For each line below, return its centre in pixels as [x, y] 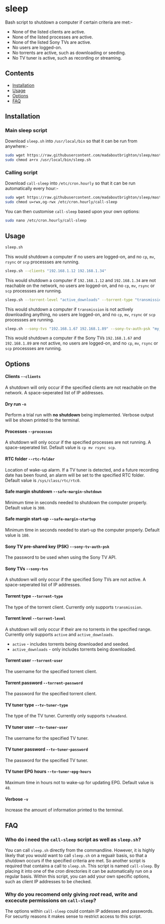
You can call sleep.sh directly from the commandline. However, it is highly [80, 850]
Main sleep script [26, 130]
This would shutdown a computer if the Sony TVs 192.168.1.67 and [73, 338]
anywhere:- [17, 146]
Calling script [21, 173]
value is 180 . [17, 535]
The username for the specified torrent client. [51, 671]
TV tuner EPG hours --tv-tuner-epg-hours [48, 771]
